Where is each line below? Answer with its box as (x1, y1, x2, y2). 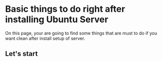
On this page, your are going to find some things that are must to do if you (5, 30, 158, 36)
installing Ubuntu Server (5, 14, 109, 25)
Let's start (5, 50, 38, 58)
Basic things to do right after (5, 3, 126, 15)
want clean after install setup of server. (5, 35, 86, 41)
